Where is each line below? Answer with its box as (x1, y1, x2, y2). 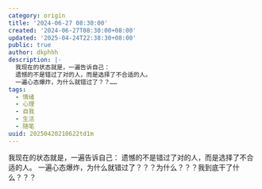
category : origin (8, 11, 66, 20)
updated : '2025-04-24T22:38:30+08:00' (8, 33, 137, 42)
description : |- (8, 56, 62, 64)
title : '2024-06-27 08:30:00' (8, 19, 109, 27)
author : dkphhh (8, 48, 59, 56)
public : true (8, 41, 52, 49)
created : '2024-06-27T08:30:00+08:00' (8, 26, 137, 34)
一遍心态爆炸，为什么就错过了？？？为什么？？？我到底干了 (37, 162, 233, 172)
